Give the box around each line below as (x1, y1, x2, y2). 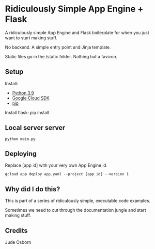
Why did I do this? (5, 185, 61, 193)
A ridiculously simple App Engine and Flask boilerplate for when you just (5, 30, 149, 35)
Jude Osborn (5, 239, 31, 245)
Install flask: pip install (5, 109, 49, 115)
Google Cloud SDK (12, 95, 50, 101)
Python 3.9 (12, 90, 34, 95)
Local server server (5, 124, 65, 132)
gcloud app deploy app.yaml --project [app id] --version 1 (5, 172, 129, 177)
